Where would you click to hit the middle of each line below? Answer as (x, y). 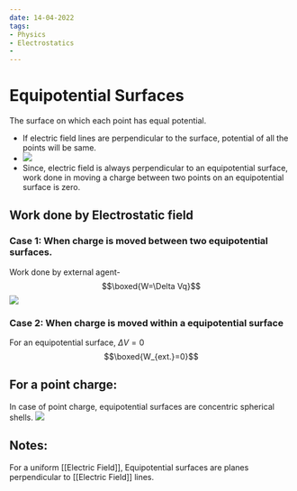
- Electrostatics (42, 43)
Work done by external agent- (65, 272)
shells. (22, 417)
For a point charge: (63, 385)
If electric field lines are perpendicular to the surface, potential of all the (155, 138)
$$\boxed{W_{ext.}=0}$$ (151, 357)
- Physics (28, 34)
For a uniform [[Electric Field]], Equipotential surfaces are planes (129, 467)
